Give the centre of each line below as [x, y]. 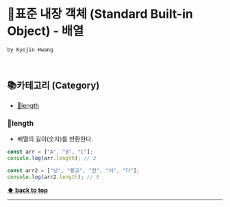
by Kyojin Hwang [30, 50]
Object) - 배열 [46, 31]
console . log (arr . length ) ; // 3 [52, 158]
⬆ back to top [27, 190]
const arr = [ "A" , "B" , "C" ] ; [50, 152]
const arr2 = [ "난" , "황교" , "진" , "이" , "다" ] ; [74, 170]
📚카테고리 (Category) [53, 86]
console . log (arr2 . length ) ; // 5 [53, 177]
